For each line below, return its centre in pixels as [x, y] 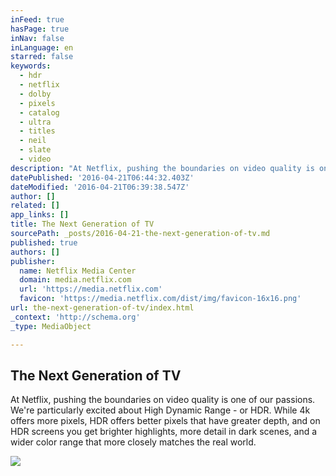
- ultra [35, 122]
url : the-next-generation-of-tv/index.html [102, 308]
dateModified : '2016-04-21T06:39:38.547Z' [100, 187]
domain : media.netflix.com [75, 280]
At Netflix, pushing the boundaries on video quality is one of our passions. [163, 400]
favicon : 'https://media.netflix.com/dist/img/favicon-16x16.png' [160, 299]
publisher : [33, 261]
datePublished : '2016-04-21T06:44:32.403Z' [102, 177]
